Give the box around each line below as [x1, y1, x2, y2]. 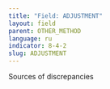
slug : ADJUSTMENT [8, 49, 67, 57]
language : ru [8, 34, 53, 43]
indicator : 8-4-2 [8, 42, 67, 50]
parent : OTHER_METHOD [8, 27, 82, 35]
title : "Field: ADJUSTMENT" [8, 11, 104, 20]
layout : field [8, 19, 57, 28]
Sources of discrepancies [8, 72, 95, 81]
